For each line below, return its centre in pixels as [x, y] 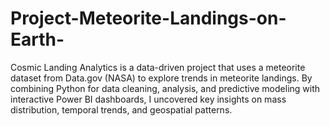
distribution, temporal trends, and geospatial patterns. [121, 109]
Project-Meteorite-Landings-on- [148, 18]
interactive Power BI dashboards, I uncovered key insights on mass [148, 99]
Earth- [37, 39]
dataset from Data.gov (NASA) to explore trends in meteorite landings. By [161, 78]
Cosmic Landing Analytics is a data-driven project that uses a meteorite [158, 67]
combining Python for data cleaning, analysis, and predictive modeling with [165, 88]
